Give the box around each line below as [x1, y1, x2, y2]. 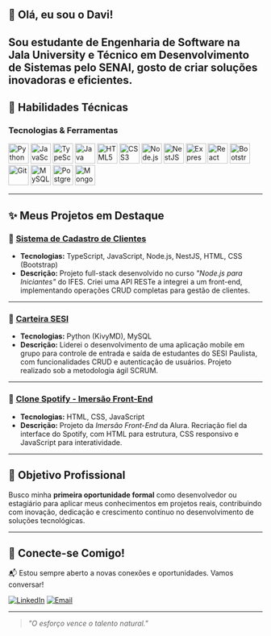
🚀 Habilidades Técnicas [8, 101, 129, 114]
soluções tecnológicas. [8, 515, 85, 525]
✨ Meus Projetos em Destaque [8, 209, 165, 222]
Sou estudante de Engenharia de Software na [8, 35, 240, 49]
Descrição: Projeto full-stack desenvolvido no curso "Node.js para [19, 268, 243, 278]
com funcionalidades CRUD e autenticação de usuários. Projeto [19, 357, 232, 367]
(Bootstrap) [19, 260, 58, 270]
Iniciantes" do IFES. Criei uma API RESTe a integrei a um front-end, [19, 277, 243, 287]
